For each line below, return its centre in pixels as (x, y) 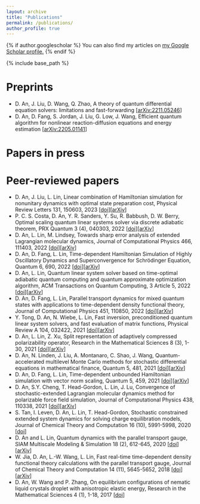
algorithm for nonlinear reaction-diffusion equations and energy (93, 123)
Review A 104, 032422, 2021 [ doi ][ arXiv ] (64, 330)
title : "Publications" (34, 17)
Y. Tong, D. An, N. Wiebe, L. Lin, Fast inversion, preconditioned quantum (104, 317)
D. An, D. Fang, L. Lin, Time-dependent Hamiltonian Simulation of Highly (103, 254)
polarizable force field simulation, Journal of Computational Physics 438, (104, 400)
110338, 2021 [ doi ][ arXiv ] (45, 406)
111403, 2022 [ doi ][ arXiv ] (46, 248)
